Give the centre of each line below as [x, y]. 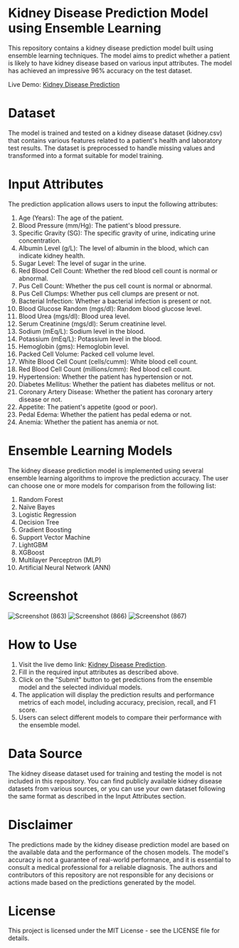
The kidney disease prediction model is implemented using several [106, 470]
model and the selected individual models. [80, 687]
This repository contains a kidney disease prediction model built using [111, 48]
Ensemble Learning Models [90, 451]
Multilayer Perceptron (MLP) [60, 559]
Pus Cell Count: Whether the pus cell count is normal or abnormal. [115, 285]
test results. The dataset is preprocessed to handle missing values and [112, 148]
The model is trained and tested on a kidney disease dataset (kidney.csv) [115, 132]
